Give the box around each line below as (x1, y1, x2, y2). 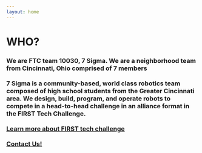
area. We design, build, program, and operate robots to (6, 94, 171, 103)
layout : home (6, 8, 39, 15)
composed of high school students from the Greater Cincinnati (6, 86, 195, 95)
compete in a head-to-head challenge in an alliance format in (6, 102, 190, 110)
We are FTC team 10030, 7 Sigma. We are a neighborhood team (6, 56, 196, 65)
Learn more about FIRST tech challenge (6, 125, 126, 133)
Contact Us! (6, 140, 42, 148)
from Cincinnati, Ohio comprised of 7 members (6, 64, 147, 73)
